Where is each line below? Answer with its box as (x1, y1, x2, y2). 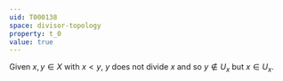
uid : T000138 (9, 12, 58, 22)
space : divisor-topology (9, 21, 101, 30)
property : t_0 (9, 29, 62, 38)
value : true (9, 37, 53, 47)
